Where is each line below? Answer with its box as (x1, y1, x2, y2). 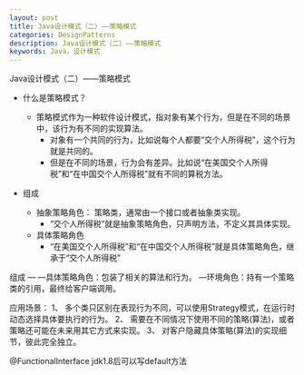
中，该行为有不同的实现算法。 (35, 123, 148, 134)
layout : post (9, 13, 59, 23)
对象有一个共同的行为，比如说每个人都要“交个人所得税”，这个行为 (49, 134, 296, 145)
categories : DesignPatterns (9, 30, 116, 39)
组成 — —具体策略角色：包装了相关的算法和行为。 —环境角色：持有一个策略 (9, 271, 295, 282)
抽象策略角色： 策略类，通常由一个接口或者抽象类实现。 (35, 207, 246, 218)
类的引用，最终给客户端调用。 (9, 283, 121, 294)
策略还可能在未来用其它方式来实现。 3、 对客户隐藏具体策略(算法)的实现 (9, 325, 279, 336)
